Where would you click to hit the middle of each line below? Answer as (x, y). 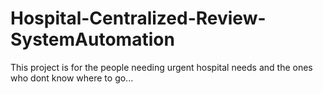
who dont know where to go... (72, 78)
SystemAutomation (92, 39)
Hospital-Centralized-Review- (138, 18)
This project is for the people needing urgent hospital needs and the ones (161, 67)
